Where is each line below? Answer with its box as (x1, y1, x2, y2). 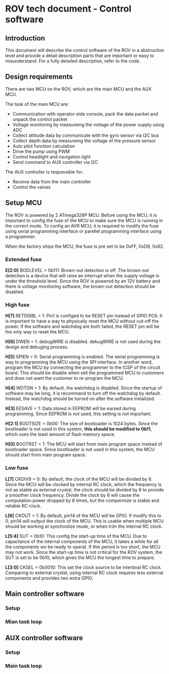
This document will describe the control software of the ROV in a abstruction (5, 47, 164, 53)
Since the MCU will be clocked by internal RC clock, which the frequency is (5, 481, 162, 487)
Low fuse (5, 465, 29, 472)
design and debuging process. (5, 344, 69, 350)
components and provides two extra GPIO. (5, 575, 93, 581)
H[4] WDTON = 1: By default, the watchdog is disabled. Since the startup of (5, 385, 162, 391)
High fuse (5, 301, 30, 308)
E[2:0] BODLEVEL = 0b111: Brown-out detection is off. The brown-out (5, 267, 149, 273)
